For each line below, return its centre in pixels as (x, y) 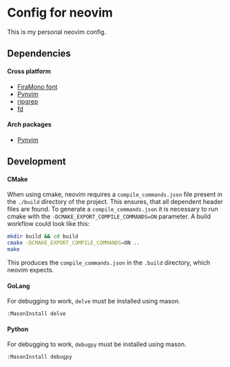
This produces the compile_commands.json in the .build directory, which (109, 262)
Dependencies (39, 54)
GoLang (19, 285)
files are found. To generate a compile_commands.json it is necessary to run (113, 209)
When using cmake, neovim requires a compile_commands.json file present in (115, 194)
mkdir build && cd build (43, 236)
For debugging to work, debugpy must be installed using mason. (97, 344)
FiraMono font (37, 86)
